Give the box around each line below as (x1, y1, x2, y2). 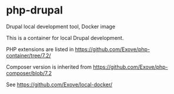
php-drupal (6, 4, 63, 17)
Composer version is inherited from (6, 63, 92, 70)
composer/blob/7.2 (6, 69, 52, 76)
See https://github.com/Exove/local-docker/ (6, 80, 113, 88)
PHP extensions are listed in (6, 45, 74, 53)
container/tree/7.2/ (6, 52, 51, 59)
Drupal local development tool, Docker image (6, 23, 116, 30)
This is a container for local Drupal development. (6, 34, 124, 41)
